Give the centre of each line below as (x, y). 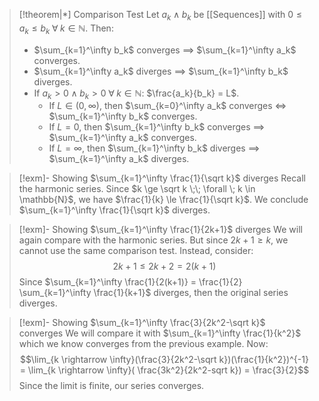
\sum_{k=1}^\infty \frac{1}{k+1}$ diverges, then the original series (153, 293)
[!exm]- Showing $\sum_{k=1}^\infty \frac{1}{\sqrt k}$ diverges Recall (162, 178)
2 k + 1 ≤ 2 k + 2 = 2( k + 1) (164, 266)
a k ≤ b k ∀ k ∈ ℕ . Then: (66, 29)
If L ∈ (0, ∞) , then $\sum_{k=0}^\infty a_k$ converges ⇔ (167, 106)
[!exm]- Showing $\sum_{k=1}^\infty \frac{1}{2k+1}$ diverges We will (160, 230)
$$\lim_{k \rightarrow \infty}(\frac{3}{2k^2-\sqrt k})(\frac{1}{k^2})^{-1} (164, 360)
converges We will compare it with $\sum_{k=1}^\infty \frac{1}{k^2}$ (160, 333)
